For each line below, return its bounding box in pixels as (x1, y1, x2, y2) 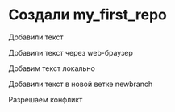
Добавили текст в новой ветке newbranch (8, 79, 153, 89)
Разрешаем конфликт (8, 94, 83, 104)
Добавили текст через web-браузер (8, 48, 133, 57)
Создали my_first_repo (8, 6, 167, 24)
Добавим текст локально (8, 63, 95, 73)
